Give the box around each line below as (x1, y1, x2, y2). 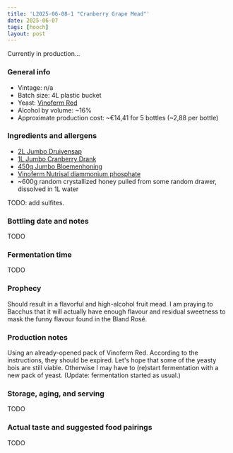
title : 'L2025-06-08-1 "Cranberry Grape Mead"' (7, 10, 150, 18)
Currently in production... (7, 50, 80, 58)
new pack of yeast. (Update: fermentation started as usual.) (7, 371, 181, 379)
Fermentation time (7, 250, 72, 260)
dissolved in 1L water (17, 185, 79, 193)
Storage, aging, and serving (7, 389, 104, 398)
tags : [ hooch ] (7, 23, 49, 30)
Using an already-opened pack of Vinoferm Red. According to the (7, 348, 199, 357)
